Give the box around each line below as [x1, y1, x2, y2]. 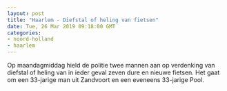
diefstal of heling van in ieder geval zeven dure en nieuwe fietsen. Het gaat [7, 68, 220, 77]
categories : [7, 29, 41, 37]
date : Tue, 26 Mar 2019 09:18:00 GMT [7, 23, 116, 30]
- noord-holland [7, 36, 54, 43]
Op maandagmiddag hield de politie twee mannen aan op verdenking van [7, 61, 215, 69]
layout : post [7, 10, 45, 17]
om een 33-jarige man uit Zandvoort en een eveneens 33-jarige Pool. [7, 76, 205, 83]
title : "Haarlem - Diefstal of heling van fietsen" [7, 17, 159, 23]
